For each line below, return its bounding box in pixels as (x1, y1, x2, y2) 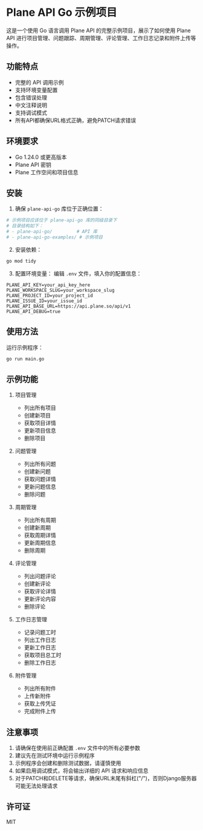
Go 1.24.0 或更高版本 (14, 153, 67, 161)
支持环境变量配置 (14, 86, 58, 93)
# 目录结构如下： (6, 223, 43, 229)
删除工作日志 (24, 659, 56, 666)
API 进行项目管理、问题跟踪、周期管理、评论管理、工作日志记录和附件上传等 (6, 34, 196, 41)
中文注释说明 (14, 101, 47, 109)
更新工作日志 (24, 644, 56, 651)
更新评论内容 (24, 595, 56, 602)
